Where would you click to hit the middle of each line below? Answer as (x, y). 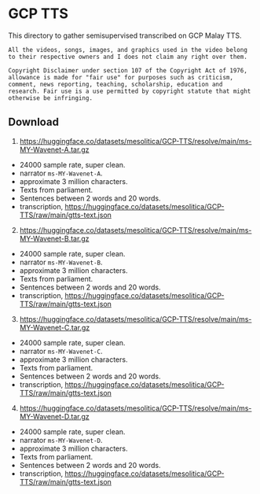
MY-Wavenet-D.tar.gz (55, 416)
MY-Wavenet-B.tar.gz (54, 238)
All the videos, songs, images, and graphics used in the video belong (128, 50)
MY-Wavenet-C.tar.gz (55, 327)
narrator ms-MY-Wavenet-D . (61, 440)
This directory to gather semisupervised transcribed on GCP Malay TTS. (125, 35)
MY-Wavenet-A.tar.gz (54, 149)
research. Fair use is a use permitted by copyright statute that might (130, 91)
